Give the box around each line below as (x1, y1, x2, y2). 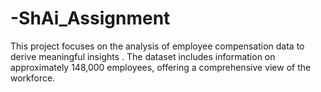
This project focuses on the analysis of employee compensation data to (10, 40, 305, 52)
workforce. (10, 72, 56, 84)
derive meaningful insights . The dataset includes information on (10, 50, 276, 62)
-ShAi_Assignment (10, 7, 171, 30)
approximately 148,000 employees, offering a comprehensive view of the (10, 61, 312, 73)
